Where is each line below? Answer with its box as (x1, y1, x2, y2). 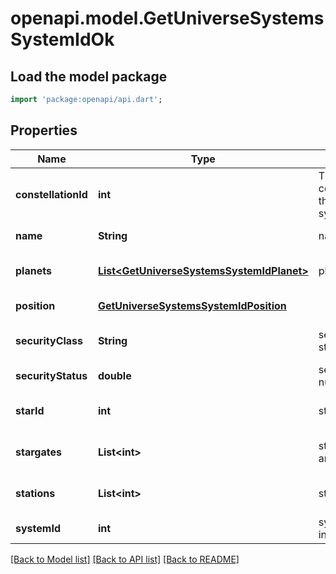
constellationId (15, 187, 88, 201)
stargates (15, 445, 62, 459)
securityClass (15, 333, 84, 347)
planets (15, 263, 52, 277)
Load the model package (10, 68, 168, 85)
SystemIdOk (10, 28, 115, 51)
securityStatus (15, 368, 88, 382)
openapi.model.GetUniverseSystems (10, 7, 325, 30)
